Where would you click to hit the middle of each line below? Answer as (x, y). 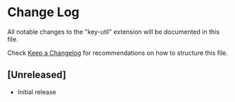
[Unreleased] (37, 75)
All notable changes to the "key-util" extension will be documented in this (114, 32)
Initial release (37, 91)
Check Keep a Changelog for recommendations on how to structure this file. (118, 53)
